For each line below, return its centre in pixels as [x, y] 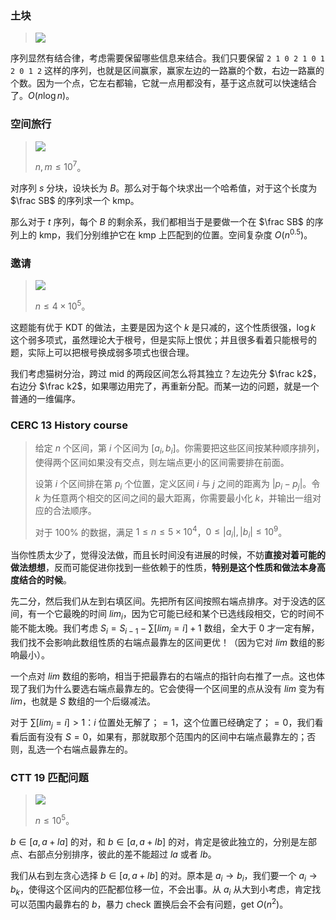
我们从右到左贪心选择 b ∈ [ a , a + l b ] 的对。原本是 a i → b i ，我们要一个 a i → [164, 876]
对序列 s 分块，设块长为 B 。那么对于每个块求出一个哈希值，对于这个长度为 [164, 188]
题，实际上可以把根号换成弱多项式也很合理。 [102, 352]
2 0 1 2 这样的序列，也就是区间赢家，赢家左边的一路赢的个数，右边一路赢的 [167, 71]
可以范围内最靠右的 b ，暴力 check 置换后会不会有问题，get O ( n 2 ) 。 [149, 903]
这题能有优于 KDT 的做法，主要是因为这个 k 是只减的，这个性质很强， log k [163, 327]
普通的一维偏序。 [45, 398]
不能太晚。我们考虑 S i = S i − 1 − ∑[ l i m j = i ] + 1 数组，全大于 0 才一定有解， [169, 629]
